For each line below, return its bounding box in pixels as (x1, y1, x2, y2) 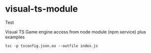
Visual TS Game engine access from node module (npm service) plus (5, 29, 147, 35)
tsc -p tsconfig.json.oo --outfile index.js (5, 43, 98, 48)
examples (5, 34, 25, 40)
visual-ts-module (5, 3, 78, 15)
